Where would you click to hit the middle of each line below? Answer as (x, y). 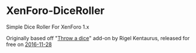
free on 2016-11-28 (29, 44)
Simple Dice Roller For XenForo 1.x (48, 27)
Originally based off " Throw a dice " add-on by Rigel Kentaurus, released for (98, 38)
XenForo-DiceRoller (55, 11)
